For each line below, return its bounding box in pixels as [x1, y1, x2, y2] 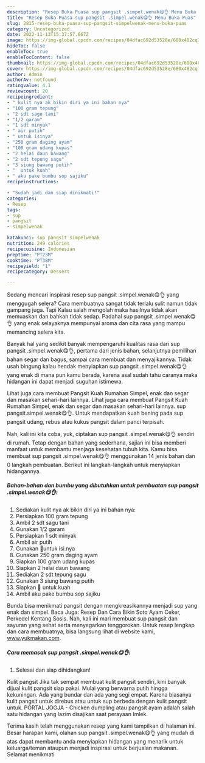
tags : [7, 206, 21, 213]
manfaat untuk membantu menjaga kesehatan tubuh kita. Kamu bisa [7, 446, 178, 453]
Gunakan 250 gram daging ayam [15, 552, 98, 559]
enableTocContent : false [7, 54, 70, 60]
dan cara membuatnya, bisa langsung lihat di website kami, [7, 628, 155, 635]
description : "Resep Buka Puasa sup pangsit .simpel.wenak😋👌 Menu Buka [7, 9, 196, 15]
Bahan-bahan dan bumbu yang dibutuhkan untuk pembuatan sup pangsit [7, 482, 199, 489]
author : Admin [7, 71, 43, 77]
